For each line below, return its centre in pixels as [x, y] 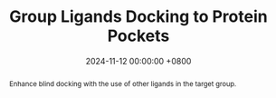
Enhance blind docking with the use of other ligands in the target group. [123, 83]
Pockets [138, 36]
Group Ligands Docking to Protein [138, 17]
